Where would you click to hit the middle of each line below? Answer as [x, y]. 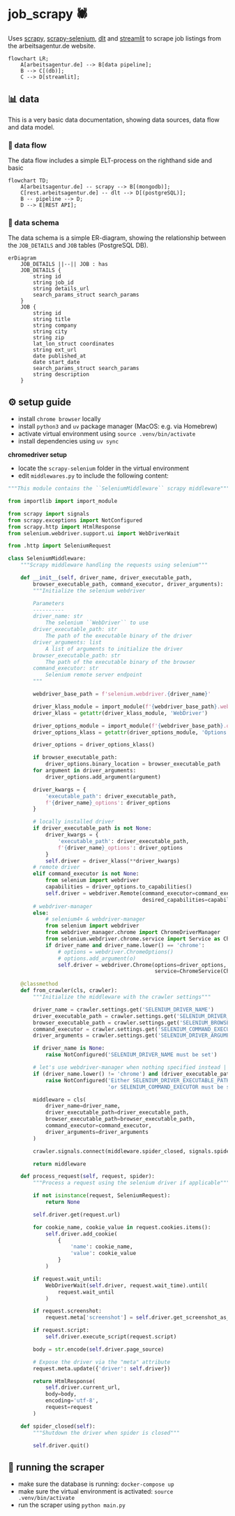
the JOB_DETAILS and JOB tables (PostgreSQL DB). [78, 246]
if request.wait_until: [67, 1279]
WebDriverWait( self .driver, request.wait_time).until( [127, 1285]
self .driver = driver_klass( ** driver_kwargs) [112, 861]
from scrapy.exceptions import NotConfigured [75, 520]
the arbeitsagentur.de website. [52, 45]
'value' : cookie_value [103, 1254]
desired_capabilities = [175, 900]
